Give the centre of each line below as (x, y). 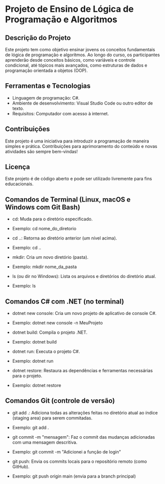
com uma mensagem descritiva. (45, 442)
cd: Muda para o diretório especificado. (52, 219)
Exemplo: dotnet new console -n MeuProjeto (57, 323)
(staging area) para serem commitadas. (52, 418)
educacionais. (19, 184)
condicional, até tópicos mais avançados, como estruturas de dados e (76, 65)
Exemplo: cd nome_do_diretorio (44, 229)
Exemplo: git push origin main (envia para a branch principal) (74, 476)
